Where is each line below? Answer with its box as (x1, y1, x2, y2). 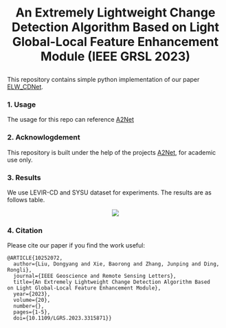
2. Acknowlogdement (7, 133, 80, 142)
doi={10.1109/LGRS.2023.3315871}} (13, 315, 112, 322)
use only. (7, 155, 33, 164)
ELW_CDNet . (7, 83, 43, 91)
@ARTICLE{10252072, (7, 254, 63, 262)
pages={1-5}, (13, 309, 51, 316)
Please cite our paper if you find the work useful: (7, 241, 146, 250)
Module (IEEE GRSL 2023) (40, 49, 191, 65)
